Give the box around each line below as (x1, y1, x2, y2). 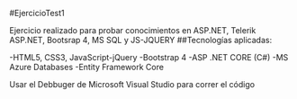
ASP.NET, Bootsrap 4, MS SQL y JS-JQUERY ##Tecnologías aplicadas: (9, 35, 273, 45)
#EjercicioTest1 (9, 8, 65, 18)
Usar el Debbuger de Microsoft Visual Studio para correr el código (9, 79, 255, 89)
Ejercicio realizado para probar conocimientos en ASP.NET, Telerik (9, 25, 256, 35)
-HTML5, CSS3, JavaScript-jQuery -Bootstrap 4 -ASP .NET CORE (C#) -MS (9, 52, 289, 62)
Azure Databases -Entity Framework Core (9, 62, 165, 72)
